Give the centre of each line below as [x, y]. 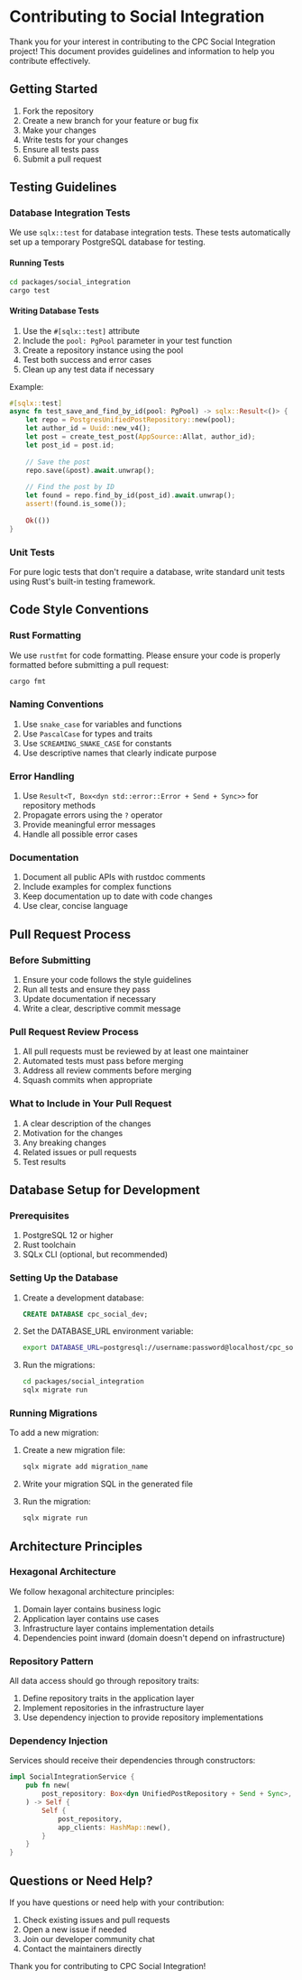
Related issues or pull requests [79, 1152]
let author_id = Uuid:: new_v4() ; [88, 429]
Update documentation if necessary [89, 999]
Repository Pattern [51, 1661]
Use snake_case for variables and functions [102, 724]
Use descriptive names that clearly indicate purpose [119, 753]
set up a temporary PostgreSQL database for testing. [107, 242]
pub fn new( [48, 1786]
